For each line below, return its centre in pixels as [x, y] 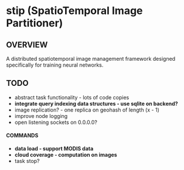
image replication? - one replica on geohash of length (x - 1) [87, 110]
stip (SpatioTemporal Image [74, 11]
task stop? [27, 161]
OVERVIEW [27, 45]
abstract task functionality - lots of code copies [72, 97]
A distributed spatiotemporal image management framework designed [91, 59]
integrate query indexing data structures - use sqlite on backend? [96, 103]
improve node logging [41, 116]
